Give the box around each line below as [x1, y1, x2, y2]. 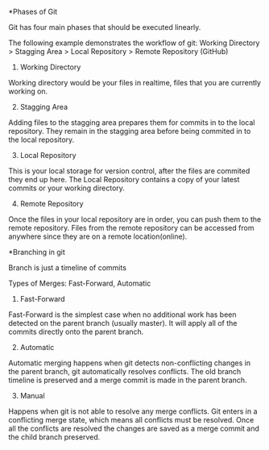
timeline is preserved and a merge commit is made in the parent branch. [8, 375, 247, 385]
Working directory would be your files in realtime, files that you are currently [8, 78, 262, 87]
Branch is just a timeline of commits [8, 263, 127, 273]
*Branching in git [8, 248, 66, 256]
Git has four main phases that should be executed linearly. [8, 23, 201, 31]
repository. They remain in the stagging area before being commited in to [8, 127, 251, 135]
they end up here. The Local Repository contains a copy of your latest [8, 175, 240, 184]
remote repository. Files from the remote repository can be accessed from [8, 223, 255, 232]
